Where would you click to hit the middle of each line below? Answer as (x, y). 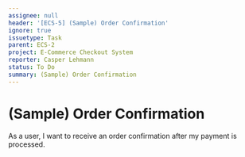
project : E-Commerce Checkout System (71, 52)
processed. (27, 144)
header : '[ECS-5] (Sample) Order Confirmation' (89, 23)
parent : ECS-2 (32, 45)
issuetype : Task (35, 38)
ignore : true (30, 30)
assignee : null (33, 15)
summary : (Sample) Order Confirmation (72, 75)
